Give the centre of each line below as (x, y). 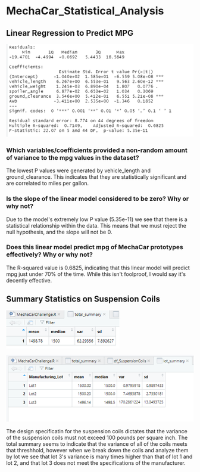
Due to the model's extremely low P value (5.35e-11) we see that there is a (97, 219)
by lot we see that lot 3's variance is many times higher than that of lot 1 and (99, 457)
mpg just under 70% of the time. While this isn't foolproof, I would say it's (96, 274)
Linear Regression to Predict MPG (70, 33)
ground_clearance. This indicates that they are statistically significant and (96, 177)
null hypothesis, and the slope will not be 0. (59, 232)
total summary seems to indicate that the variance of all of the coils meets (97, 444)
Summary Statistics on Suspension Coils (83, 299)
